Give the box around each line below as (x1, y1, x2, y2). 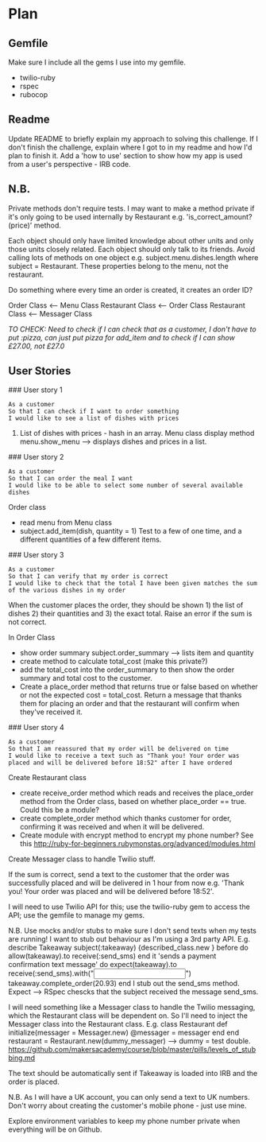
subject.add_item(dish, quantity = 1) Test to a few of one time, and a (19, 526, 242, 536)
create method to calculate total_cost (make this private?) (19, 657, 208, 666)
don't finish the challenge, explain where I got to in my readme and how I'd (8, 142, 253, 152)
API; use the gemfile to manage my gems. (8, 911, 145, 920)
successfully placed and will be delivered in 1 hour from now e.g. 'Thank (8, 878, 245, 888)
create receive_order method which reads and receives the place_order (19, 788, 254, 798)
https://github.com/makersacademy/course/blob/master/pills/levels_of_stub (8, 1045, 256, 1055)
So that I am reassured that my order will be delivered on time (8, 745, 229, 753)
